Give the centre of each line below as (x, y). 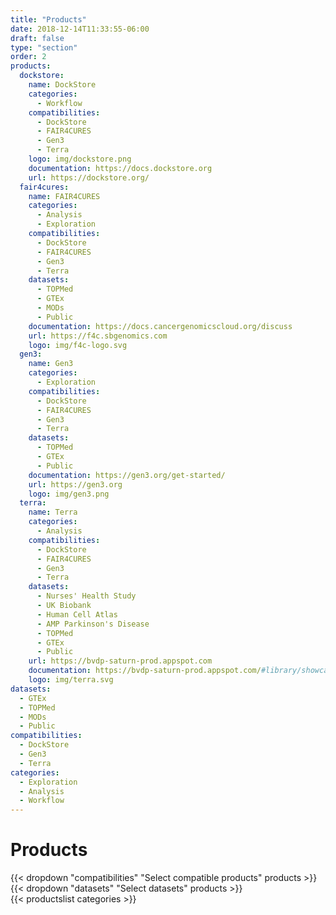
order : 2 (28, 57)
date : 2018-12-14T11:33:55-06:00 (80, 29)
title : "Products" (48, 19)
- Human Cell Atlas (77, 614)
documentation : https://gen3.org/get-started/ (127, 475)
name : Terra (53, 512)
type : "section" (44, 47)
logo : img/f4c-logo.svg (78, 345)
